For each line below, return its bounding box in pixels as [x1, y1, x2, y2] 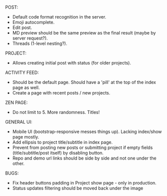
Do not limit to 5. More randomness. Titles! [12, 109, 100, 115]
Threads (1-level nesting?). [12, 40, 67, 46]
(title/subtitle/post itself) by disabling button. [12, 150, 104, 155]
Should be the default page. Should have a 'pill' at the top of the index [12, 79, 156, 85]
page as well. [12, 84, 40, 90]
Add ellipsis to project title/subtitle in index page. [12, 139, 113, 145]
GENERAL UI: [5, 119, 32, 124]
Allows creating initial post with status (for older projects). [12, 60, 131, 65]
